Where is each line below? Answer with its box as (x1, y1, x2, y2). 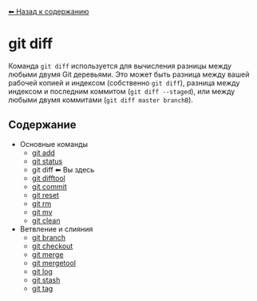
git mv (31, 207, 53, 216)
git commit (31, 181, 67, 191)
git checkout (31, 241, 73, 251)
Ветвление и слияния (19, 224, 93, 234)
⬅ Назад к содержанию (8, 7, 89, 16)
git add (31, 148, 56, 157)
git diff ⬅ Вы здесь (31, 164, 95, 174)
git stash (31, 275, 61, 284)
